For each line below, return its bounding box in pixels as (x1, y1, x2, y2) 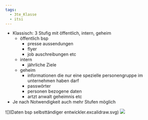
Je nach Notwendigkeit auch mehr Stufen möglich (12, 99, 116, 105)
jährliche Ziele (27, 62, 56, 68)
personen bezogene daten (27, 88, 82, 95)
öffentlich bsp (19, 35, 48, 41)
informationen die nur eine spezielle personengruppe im (27, 73, 143, 79)
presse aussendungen (27, 41, 73, 47)
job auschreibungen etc (27, 51, 76, 57)
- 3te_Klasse (9, 12, 37, 17)
